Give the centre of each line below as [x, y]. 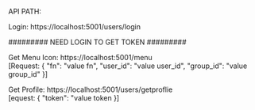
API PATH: [25, 11]
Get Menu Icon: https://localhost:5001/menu [80, 57]
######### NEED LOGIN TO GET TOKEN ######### [97, 42]
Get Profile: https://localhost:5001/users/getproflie [91, 89]
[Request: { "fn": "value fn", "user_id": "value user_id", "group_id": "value [128, 66]
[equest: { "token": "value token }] [64, 98]
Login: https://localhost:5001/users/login [75, 27]
